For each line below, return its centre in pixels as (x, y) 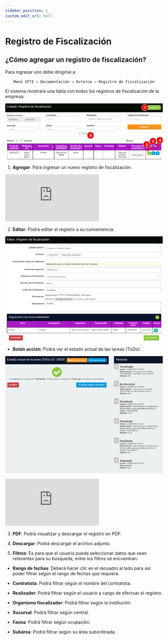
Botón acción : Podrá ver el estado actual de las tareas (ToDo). (77, 349)
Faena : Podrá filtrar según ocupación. (51, 622)
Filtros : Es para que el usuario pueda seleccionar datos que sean (79, 553)
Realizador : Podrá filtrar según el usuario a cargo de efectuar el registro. (87, 593)
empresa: (15, 97)
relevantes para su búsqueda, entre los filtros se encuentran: (75, 558)
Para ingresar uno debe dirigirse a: (41, 72)
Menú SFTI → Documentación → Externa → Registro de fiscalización (84, 82)
